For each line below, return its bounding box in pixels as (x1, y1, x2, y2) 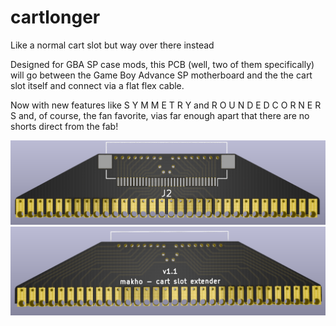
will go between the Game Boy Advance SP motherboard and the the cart (10, 69, 313, 81)
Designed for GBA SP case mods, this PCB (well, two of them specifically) (10, 58, 315, 70)
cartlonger (10, 6, 101, 29)
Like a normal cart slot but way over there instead (10, 39, 215, 51)
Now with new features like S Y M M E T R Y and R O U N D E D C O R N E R (10, 99, 322, 111)
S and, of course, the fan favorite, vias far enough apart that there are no (10, 109, 310, 121)
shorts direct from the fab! (10, 120, 119, 132)
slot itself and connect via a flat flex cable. (10, 79, 185, 91)
